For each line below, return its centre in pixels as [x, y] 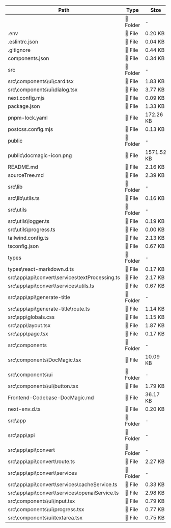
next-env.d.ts [24, 409]
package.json [24, 106]
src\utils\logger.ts [29, 221]
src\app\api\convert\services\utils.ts [51, 286]
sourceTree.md [26, 175]
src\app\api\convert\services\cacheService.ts [63, 484]
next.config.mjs [26, 98]
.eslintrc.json [23, 42]
